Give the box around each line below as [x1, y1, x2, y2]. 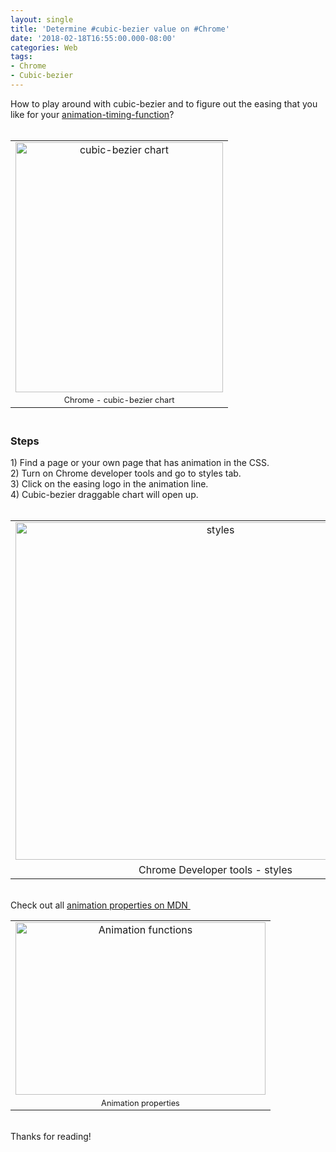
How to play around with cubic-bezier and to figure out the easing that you [10, 97, 318, 110]
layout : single [10, 14, 74, 25]
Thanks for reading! [10, 1130, 92, 1142]
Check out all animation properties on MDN [10, 899, 188, 911]
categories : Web [10, 42, 78, 53]
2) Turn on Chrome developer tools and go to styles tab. [10, 467, 242, 479]
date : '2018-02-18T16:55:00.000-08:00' [10, 33, 177, 43]
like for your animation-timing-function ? [10, 108, 175, 120]
